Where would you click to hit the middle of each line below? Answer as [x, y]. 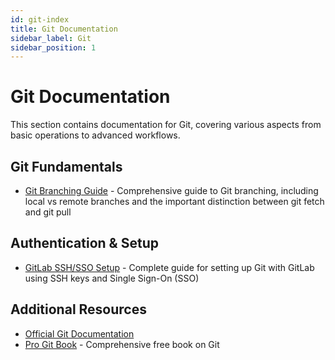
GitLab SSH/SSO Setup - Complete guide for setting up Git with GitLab [169, 267]
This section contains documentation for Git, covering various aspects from [166, 125]
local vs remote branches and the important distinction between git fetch [174, 201]
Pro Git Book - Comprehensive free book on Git [122, 344]
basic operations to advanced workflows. [95, 135]
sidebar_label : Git [51, 38]
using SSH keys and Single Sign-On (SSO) [112, 278]
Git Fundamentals [66, 166]
